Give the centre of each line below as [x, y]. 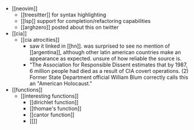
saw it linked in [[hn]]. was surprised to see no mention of [100, 46]
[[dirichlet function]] [54, 102]
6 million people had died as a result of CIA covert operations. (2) [109, 71]
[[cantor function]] [52, 115]
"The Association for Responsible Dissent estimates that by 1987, [109, 65]
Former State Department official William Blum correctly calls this [109, 77]
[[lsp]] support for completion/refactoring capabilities [85, 21]
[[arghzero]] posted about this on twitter [70, 27]
